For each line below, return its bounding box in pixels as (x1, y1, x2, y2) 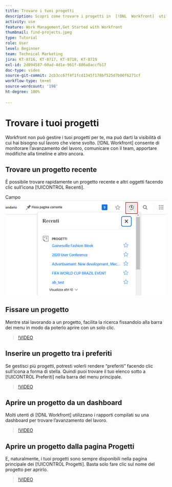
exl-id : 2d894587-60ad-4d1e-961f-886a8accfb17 (5, 62, 106, 68)
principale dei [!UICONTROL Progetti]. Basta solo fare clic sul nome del (5, 461, 155, 468)
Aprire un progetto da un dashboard (5, 398, 122, 407)
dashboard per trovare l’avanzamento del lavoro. (5, 417, 107, 424)
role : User (5, 41, 29, 46)
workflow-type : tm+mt (5, 78, 52, 84)
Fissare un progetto (5, 305, 69, 314)
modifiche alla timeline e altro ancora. (5, 150, 84, 157)
